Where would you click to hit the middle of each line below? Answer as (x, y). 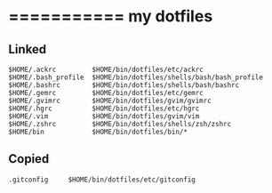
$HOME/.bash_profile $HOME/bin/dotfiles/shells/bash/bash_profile (136, 77)
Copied (29, 159)
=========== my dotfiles (111, 16)
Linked (28, 49)
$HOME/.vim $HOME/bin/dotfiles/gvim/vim (104, 117)
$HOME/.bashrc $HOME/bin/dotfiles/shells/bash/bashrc (124, 85)
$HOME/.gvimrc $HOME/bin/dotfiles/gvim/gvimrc (110, 101)
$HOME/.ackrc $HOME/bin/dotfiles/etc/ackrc (106, 69)
